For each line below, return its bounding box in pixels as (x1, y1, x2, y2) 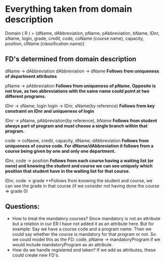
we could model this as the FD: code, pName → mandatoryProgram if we (12, 236, 161, 242)
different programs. (5, 93, 46, 99)
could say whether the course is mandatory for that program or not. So (12, 231, 156, 237)
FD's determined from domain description (5, 55, 136, 64)
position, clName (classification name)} (5, 40, 85, 46)
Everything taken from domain (5, 3, 132, 15)
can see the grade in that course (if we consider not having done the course (5, 183, 160, 189)
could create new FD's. (12, 252, 60, 258)
